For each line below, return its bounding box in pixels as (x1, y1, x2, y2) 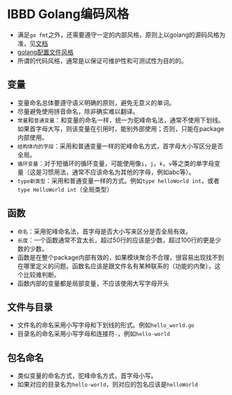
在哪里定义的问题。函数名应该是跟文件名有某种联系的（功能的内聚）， (17, 261, 215, 270)
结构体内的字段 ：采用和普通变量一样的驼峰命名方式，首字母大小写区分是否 (17, 141, 224, 150)
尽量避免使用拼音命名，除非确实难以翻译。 (17, 107, 139, 115)
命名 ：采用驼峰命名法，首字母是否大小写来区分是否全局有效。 (17, 227, 192, 236)
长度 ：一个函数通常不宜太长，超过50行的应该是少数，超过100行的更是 (17, 236, 216, 244)
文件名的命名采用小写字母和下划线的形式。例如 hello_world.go (17, 321, 195, 329)
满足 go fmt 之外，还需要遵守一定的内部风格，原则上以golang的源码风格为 (17, 30, 226, 39)
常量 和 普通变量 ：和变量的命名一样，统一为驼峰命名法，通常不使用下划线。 (17, 116, 225, 124)
